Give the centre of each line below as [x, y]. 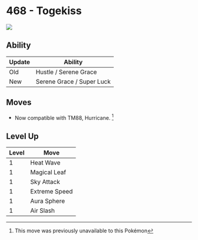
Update [20, 62]
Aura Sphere [48, 201]
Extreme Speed [52, 192]
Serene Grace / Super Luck [73, 81]
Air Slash [42, 211]
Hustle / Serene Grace [66, 72]
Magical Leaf [48, 172]
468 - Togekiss [44, 11]
